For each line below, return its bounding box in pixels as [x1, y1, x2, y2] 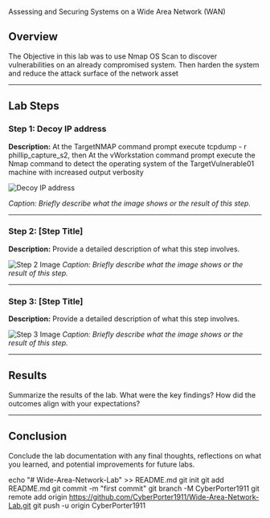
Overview [8, 30, 59, 43]
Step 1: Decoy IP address [8, 124, 107, 135]
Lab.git [8, 500, 31, 510]
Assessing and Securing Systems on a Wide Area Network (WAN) [8, 7, 227, 16]
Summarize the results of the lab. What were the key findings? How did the [8, 390, 256, 400]
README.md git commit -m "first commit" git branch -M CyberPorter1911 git [8, 483, 260, 493]
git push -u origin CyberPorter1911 [32, 500, 146, 510]
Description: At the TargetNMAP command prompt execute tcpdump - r [8, 141, 247, 151]
